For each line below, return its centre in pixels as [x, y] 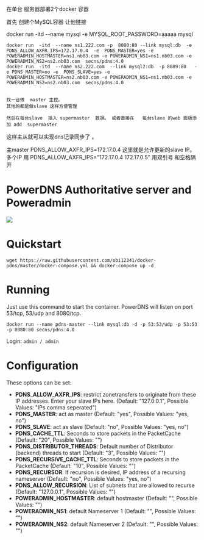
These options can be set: [39, 383]
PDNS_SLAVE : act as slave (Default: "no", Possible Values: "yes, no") [102, 427]
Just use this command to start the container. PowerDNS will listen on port [100, 306]
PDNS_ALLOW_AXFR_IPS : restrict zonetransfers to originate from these [106, 394]
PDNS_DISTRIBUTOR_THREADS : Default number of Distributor [94, 446]
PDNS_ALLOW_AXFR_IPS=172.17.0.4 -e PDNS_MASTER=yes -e [80, 51]
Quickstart [34, 244]
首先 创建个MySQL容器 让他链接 [47, 22]
